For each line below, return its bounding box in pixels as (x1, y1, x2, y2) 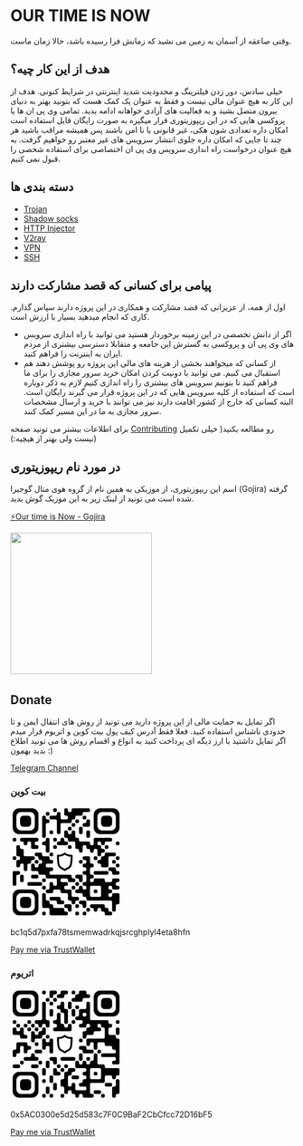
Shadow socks (23, 213, 79, 224)
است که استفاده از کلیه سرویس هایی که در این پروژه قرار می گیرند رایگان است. (23, 387, 295, 398)
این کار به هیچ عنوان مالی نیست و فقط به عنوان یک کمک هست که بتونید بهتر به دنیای (10, 95, 293, 106)
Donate (10, 692, 52, 708)
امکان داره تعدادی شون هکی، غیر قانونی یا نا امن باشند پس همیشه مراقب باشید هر (10, 124, 289, 135)
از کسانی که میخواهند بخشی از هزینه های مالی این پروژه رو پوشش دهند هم (23, 358, 277, 369)
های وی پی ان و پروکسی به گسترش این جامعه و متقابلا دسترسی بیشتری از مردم (23, 339, 295, 350)
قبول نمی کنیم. (10, 153, 62, 164)
